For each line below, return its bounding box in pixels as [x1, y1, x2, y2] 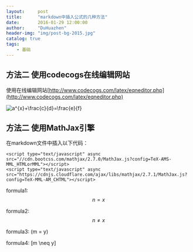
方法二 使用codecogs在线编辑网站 [6, 70, 130, 80]
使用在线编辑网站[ [6, 86, 50, 94]
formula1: [6, 187, 28, 194]
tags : [6, 42, 19, 47]
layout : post [6, 8, 49, 15]
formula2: [6, 207, 30, 214]
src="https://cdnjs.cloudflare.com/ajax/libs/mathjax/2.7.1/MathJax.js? [6, 172, 188, 178]
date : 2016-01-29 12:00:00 [6, 19, 88, 25]
